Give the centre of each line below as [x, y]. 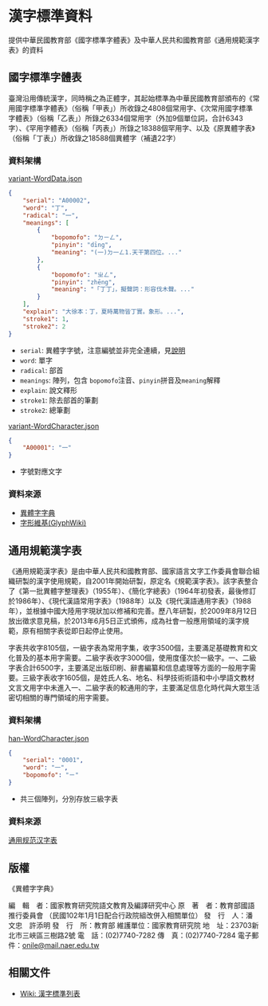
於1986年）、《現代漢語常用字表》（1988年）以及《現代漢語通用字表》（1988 [130, 601]
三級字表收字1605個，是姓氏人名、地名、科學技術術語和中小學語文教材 [138, 678]
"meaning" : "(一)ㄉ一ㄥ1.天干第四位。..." [116, 253]
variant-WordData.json [45, 179]
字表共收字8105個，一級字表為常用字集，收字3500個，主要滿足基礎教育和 [130, 648]
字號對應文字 [41, 472]
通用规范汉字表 [33, 840]
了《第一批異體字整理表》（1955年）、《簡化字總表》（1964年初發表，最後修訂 [132, 591]
